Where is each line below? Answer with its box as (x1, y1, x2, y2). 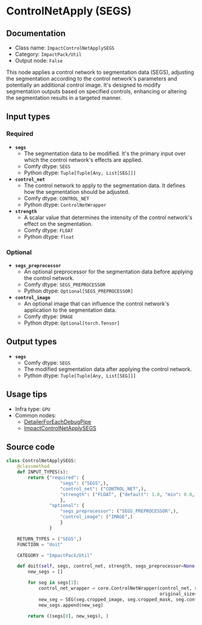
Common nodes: (14, 411, 57, 419)
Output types (6, 337, 57, 347)
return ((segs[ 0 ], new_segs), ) (28, 613, 109, 619)
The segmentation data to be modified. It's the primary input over (23, 149, 186, 157)
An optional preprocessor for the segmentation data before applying (23, 268, 194, 275)
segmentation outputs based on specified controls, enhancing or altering (6, 88, 187, 95)
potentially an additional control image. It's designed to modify (6, 81, 161, 89)
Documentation (6, 28, 66, 39)
